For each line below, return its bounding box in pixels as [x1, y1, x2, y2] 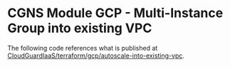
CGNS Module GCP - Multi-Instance [7, 5, 224, 21]
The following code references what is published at [7, 43, 158, 52]
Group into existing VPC [7, 20, 152, 36]
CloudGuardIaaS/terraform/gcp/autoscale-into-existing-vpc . [7, 51, 185, 60]
